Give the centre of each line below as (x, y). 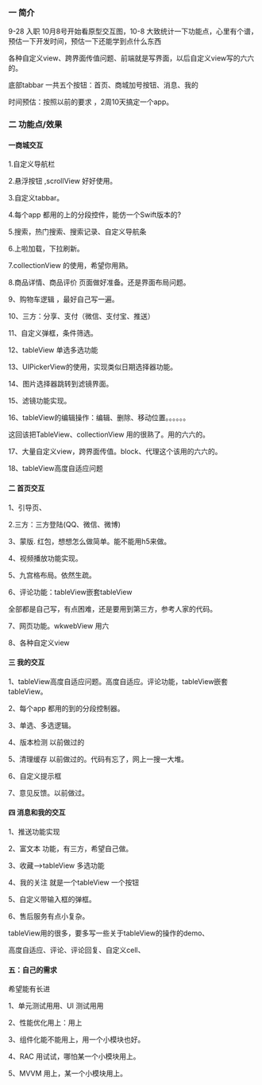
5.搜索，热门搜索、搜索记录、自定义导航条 (77, 231)
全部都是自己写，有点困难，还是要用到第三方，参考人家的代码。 (112, 609)
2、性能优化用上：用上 (45, 1023)
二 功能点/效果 (35, 125)
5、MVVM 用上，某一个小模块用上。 (68, 1073)
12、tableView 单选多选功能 (53, 350)
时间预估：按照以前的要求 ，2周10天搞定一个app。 (91, 102)
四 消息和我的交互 (37, 812)
